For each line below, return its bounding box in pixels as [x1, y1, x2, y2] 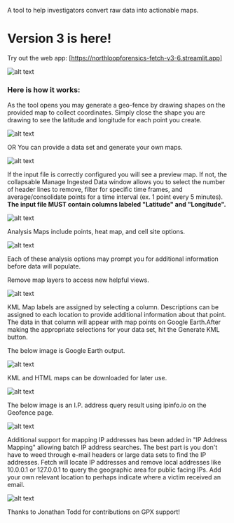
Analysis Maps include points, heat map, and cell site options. [7, 228, 186, 236]
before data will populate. [7, 262, 81, 271]
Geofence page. [7, 408, 54, 417]
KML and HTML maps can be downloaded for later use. [7, 374, 167, 382]
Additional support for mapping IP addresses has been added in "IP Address [7, 436, 228, 444]
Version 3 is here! [7, 31, 112, 46]
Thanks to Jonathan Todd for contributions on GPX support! [7, 508, 181, 516]
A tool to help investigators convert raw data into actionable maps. [7, 6, 199, 14]
